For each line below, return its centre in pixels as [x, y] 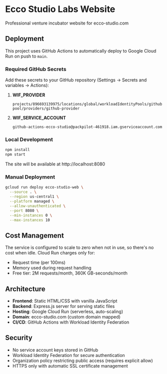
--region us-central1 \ [34, 197]
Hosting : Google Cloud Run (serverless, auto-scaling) [68, 311]
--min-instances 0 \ [31, 215]
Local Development [29, 139]
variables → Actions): [27, 85]
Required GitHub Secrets [36, 69]
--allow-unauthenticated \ [38, 206]
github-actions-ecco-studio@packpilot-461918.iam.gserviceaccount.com [87, 127]
